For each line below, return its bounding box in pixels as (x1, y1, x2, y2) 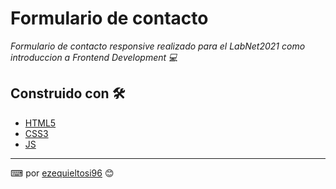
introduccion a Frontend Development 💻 (10, 51, 178, 63)
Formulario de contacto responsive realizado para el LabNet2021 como (10, 40, 306, 52)
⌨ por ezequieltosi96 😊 (10, 167, 115, 179)
